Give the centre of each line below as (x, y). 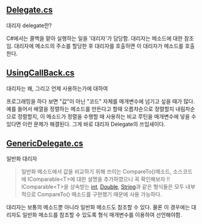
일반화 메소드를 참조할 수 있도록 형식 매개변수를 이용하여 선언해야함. (102, 215)
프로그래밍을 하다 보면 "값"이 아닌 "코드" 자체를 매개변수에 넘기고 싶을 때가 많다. (101, 101)
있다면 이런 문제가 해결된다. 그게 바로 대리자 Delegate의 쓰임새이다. (86, 124)
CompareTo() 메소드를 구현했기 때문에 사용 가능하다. (99, 194)
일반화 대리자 (22, 159)
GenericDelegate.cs (45, 144)
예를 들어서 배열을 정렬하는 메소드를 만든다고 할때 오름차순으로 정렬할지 (90, 109)
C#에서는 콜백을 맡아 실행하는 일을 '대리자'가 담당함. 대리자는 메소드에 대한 (95, 38)
